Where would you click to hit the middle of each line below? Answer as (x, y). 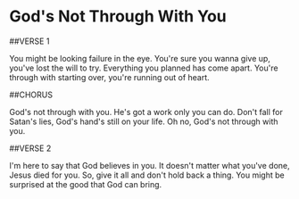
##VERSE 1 (29, 41)
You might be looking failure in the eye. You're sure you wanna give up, (140, 58)
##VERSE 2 (30, 148)
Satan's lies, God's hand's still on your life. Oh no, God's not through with (144, 121)
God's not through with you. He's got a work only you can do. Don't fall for (146, 112)
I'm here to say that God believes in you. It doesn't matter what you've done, (149, 165)
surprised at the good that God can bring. (86, 184)
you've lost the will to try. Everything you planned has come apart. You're (144, 68)
